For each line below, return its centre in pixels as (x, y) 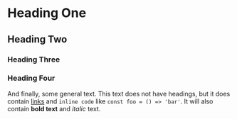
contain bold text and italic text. (54, 108)
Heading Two (37, 39)
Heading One (47, 13)
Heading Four (31, 78)
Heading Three (34, 59)
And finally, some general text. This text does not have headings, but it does (119, 93)
